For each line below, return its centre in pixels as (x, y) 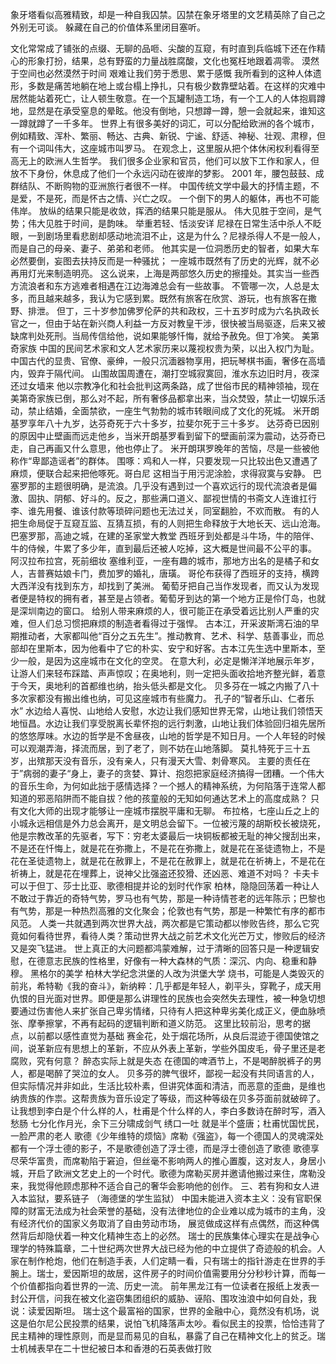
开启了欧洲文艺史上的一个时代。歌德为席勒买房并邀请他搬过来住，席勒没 (176, 1173)
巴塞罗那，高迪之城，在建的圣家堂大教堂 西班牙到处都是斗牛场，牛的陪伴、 (165, 536)
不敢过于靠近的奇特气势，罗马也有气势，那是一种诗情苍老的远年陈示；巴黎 (163, 898)
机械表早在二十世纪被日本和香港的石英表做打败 (115, 1348)
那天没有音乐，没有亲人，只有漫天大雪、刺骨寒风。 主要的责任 (173, 761)
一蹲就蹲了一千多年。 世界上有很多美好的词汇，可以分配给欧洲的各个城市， (165, 123)
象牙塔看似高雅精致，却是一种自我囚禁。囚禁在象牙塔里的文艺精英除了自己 (163, 14)
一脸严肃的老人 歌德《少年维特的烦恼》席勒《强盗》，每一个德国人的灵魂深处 (167, 1136)
